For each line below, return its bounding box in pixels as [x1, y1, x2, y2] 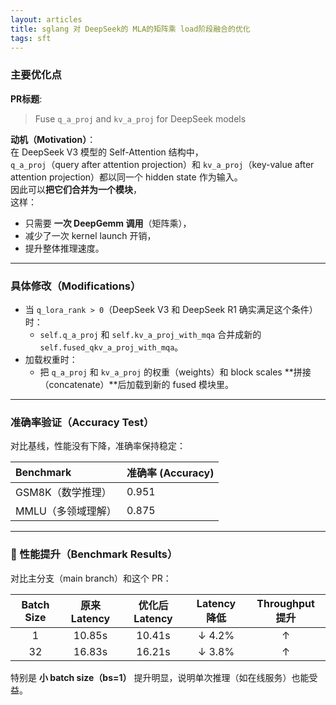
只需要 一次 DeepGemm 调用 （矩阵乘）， [24, 217, 192, 229]
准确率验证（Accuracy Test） [10, 415, 155, 429]
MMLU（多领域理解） [15, 504, 117, 518]
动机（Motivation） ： [10, 133, 97, 145]
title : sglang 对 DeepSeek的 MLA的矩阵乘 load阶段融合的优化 [10, 24, 251, 34]
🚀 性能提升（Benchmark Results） [10, 547, 178, 561]
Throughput [256, 596, 315, 610]
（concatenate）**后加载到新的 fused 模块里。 [39, 378, 235, 390]
